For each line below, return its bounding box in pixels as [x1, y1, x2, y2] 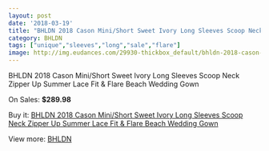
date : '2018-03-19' [8, 19, 74, 27]
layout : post [8, 11, 52, 20]
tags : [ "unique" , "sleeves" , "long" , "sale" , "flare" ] [8, 42, 181, 50]
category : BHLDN [8, 34, 62, 42]
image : [8, 49, 30, 57]
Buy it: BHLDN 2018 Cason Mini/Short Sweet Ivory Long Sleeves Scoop [8, 110, 243, 120]
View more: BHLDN [8, 134, 72, 144]
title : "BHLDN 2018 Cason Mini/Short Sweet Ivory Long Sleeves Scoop [8, 26, 246, 34]
